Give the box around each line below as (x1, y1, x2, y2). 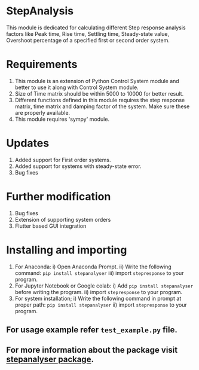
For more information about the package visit (6, 345, 178, 355)
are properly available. (14, 109, 71, 116)
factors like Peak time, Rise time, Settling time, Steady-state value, (6, 30, 169, 37)
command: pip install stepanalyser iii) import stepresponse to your (14, 269, 184, 276)
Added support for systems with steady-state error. (14, 163, 142, 170)
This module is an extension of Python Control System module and (14, 77, 179, 84)
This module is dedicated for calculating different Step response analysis (6, 24, 186, 31)
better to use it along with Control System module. (14, 84, 139, 91)
